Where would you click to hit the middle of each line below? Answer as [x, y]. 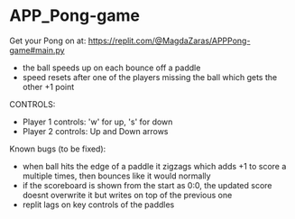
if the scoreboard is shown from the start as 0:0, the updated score [147, 185]
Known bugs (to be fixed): [58, 149]
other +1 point [48, 87]
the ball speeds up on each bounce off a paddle [111, 68]
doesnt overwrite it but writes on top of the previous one [127, 195]
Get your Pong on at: [48, 41]
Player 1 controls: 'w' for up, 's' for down [97, 122]
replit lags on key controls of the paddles [98, 205]
